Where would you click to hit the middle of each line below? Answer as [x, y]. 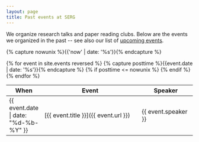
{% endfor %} [23, 76]
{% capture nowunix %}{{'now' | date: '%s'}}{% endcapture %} [84, 51]
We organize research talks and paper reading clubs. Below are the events [97, 34]
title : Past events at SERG [41, 17]
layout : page [22, 12]
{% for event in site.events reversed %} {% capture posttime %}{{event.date [99, 63]
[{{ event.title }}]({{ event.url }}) [87, 115]
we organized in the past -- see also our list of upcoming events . [85, 40]
